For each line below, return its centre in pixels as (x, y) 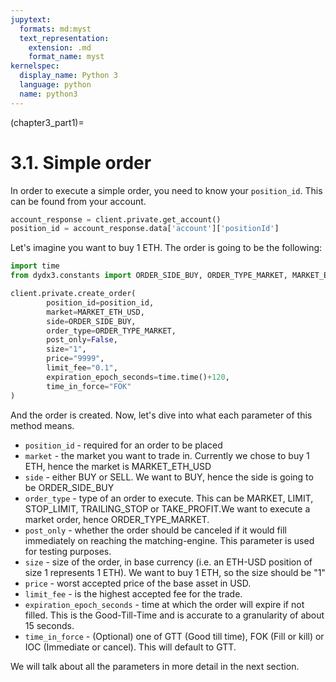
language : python (55, 85)
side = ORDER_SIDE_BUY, (91, 321)
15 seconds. (49, 625)
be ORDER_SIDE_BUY (69, 487)
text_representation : (64, 38)
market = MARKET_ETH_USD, (95, 312)
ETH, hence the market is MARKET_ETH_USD (118, 466)
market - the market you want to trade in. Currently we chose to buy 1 (167, 455)
